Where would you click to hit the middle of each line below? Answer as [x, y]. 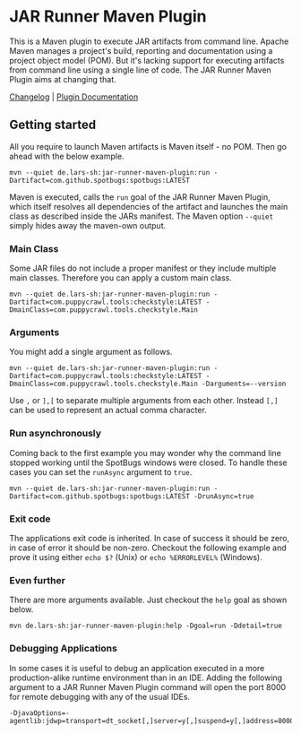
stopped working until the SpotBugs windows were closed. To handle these [149, 462]
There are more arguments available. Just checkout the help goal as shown [148, 600]
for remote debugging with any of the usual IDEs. [100, 696]
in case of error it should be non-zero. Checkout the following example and [148, 548]
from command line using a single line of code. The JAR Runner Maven [140, 70]
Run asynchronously [55, 434]
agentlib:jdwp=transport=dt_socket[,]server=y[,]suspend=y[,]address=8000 [152, 721]
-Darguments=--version [244, 384]
